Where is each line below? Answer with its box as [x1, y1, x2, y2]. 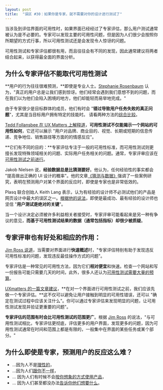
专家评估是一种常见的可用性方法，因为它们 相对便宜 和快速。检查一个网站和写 [5, 264, 158, 269]
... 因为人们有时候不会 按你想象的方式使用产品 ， [12, 374, 107, 379]
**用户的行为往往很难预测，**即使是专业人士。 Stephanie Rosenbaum [5, 83, 144, 89]
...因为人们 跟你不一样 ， [12, 368, 59, 374]
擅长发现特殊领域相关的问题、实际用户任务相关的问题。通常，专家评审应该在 [5, 151, 158, 156]
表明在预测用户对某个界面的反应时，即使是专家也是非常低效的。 [13, 179, 141, 185]
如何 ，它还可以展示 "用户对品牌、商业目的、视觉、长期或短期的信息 [13, 128, 149, 134]
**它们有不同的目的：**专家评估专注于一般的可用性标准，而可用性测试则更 [5, 144, 154, 150]
